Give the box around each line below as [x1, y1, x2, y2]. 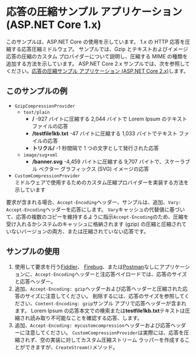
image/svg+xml [23, 152, 58, 158]
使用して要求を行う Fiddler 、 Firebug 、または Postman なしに [14, 263, 160, 270]
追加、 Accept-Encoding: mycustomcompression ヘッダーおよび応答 [14, 322, 171, 329]
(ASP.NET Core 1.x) [6, 18, 101, 32]
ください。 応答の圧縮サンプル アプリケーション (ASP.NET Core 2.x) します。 [6, 67, 189, 74]
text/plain [23, 109, 50, 115]
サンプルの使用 [6, 247, 60, 257]
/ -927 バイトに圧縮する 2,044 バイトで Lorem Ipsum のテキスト [32, 115, 187, 122]
